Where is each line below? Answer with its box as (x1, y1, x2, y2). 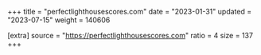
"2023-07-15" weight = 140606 (7, 15, 111, 25)
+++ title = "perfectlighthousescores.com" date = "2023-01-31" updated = (7, 7, 252, 16)
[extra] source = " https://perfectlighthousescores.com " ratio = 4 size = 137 (7, 31, 254, 40)
